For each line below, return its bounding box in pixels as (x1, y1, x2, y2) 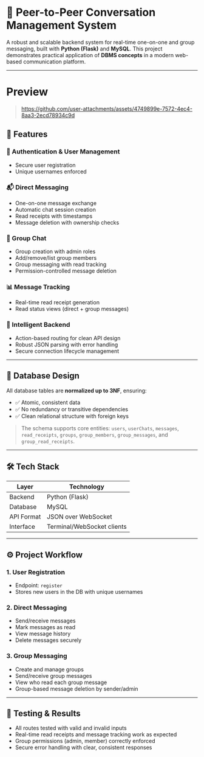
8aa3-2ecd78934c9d (21, 111, 75, 119)
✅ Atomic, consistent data (15, 399, 81, 406)
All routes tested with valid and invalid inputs (15, 724, 127, 732)
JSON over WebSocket (46, 512, 112, 521)
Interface (9, 523, 35, 531)
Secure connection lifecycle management (15, 347, 120, 355)
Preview (6, 85, 49, 99)
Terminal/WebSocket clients (46, 523, 127, 531)
